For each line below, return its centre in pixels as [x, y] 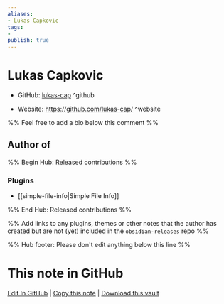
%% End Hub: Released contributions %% [69, 210]
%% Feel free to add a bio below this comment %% [83, 123]
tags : [15, 27]
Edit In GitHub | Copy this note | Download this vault [84, 293]
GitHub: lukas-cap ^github [56, 95]
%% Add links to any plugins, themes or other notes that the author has [112, 224]
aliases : [20, 14]
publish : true [28, 40]
